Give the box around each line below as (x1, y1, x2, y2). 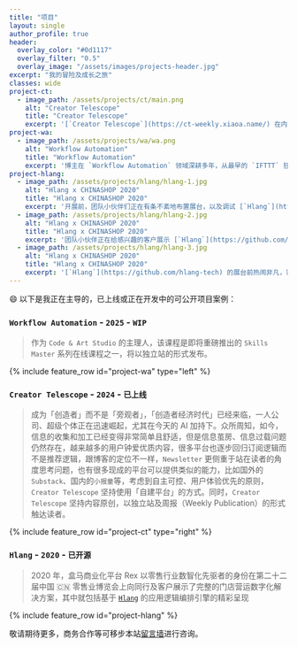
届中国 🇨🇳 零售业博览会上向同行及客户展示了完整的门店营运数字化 (30, 581, 274, 591)
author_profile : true (9, 29, 89, 38)
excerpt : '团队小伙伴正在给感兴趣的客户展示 (25, 235, 171, 244)
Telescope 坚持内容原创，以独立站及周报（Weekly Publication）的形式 (30, 497, 286, 509)
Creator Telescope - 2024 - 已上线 (9, 388, 148, 400)
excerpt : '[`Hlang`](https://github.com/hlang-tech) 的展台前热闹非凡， (25, 268, 286, 277)
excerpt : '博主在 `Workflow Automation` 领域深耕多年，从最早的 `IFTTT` (25, 161, 280, 170)
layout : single (9, 21, 65, 30)
